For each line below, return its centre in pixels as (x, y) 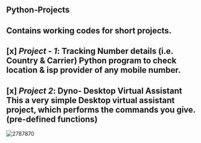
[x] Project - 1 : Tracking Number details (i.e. (90, 51)
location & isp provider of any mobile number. (94, 70)
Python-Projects (38, 10)
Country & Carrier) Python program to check (91, 61)
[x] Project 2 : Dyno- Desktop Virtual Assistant (94, 91)
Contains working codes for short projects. (89, 31)
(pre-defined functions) (52, 119)
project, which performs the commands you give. (101, 109)
